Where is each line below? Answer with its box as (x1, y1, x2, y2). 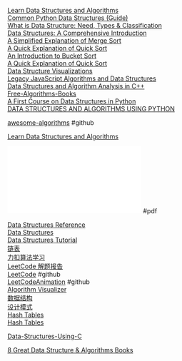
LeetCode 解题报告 (7, 262, 64, 270)
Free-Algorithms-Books (7, 89, 76, 98)
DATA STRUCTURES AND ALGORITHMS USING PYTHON (7, 105, 175, 113)
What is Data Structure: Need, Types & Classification (7, 21, 163, 29)
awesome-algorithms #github (7, 118, 94, 127)
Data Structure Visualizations (7, 67, 93, 75)
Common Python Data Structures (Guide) (7, 14, 128, 22)
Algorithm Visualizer (7, 285, 67, 293)
